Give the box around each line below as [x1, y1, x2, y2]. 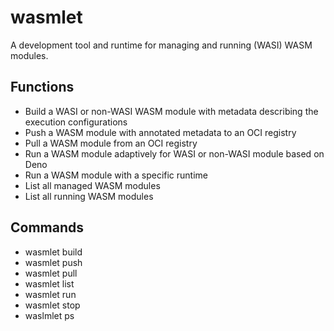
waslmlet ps [24, 309, 75, 321]
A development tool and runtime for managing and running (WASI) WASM [10, 39, 313, 51]
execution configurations [24, 116, 128, 128]
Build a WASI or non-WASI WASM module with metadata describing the [24, 105, 319, 117]
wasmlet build [24, 246, 83, 258]
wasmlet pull [24, 267, 78, 279]
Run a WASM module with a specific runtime [24, 169, 208, 181]
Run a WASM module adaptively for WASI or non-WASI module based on [24, 147, 325, 160]
